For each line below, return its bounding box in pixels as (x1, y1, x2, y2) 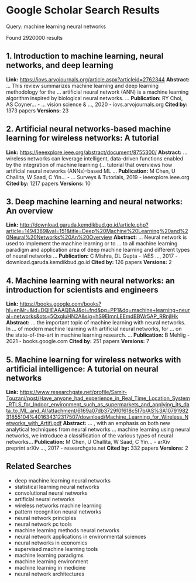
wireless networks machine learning (14, 502, 102, 509)
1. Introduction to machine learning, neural (6, 51, 164, 61)
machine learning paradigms (14, 552, 84, 559)
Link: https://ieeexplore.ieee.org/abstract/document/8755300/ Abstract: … (6, 149, 188, 156)
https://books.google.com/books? (19, 300, 102, 307)
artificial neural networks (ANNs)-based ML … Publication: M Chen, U (6, 167, 176, 174)
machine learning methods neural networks (14, 526, 120, 533)
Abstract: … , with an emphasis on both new (63, 420, 171, 426)
